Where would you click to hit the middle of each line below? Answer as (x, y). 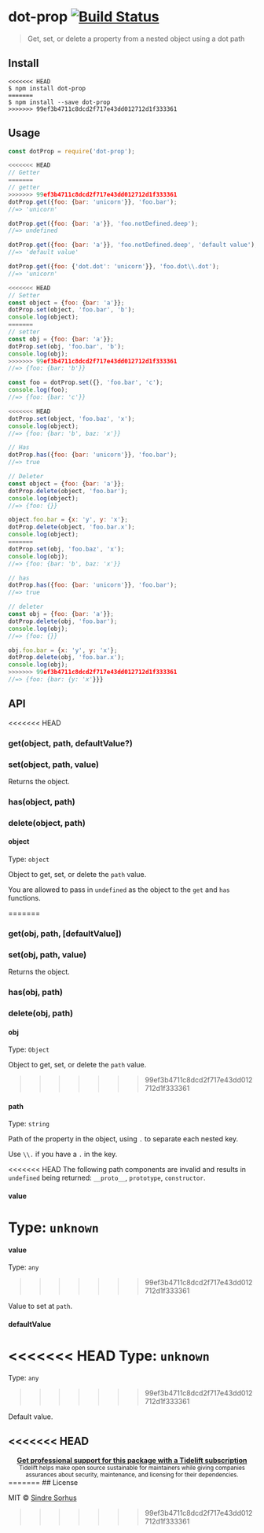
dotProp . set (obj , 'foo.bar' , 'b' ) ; (66, 346)
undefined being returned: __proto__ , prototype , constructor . (107, 1178)
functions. (24, 898)
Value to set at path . (40, 1306)
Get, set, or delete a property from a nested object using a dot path (136, 39)
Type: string (29, 1124)
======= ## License (43, 1482)
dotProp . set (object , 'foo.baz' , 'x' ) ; (71, 418)
